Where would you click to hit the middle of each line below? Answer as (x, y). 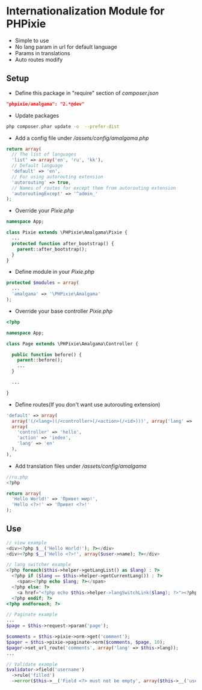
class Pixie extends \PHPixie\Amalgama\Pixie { (67, 232)
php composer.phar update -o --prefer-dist (63, 126)
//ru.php (17, 477)
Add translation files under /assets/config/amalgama (81, 466)
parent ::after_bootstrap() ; (52, 249)
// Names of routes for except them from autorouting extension (94, 188)
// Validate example (32, 664)
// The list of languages (44, 154)
